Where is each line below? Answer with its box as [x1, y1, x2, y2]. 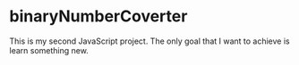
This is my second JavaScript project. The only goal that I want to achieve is [9, 36, 290, 46]
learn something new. [9, 45, 90, 55]
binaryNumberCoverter [9, 6, 188, 27]
